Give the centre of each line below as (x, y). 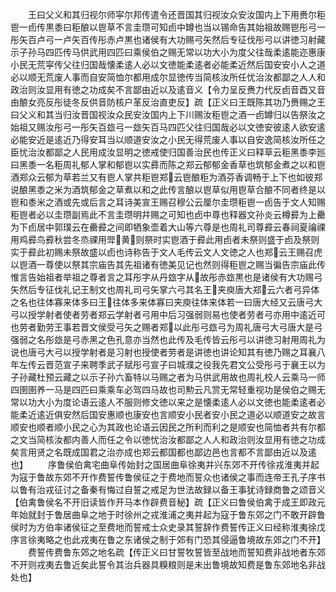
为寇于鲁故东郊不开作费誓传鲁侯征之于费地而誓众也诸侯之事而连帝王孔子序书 (168, 477)
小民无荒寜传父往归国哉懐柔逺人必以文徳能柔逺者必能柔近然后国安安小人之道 (168, 64)
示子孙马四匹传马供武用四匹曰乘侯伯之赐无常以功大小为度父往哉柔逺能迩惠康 (168, 52)
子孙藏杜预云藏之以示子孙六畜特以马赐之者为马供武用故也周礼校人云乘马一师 (168, 377)
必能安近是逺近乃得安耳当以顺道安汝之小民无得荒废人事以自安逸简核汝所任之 (168, 139)
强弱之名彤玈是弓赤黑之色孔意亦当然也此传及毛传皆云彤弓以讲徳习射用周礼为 (168, 339)
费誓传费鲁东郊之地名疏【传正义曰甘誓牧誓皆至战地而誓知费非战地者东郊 (176, 552)
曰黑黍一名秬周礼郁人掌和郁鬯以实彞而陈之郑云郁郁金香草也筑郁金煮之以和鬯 (168, 164)
